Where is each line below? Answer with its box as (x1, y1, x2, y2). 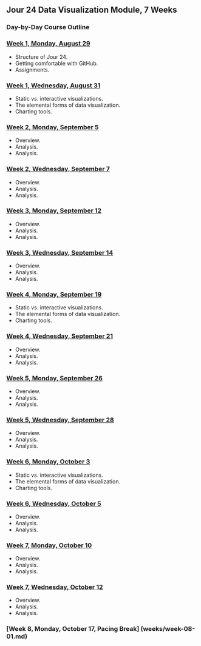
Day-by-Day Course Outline (6, 23, 90, 32)
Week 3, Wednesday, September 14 (6, 248, 114, 257)
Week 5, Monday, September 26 (6, 374, 103, 382)
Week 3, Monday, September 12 (6, 206, 102, 215)
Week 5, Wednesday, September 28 (6, 416, 114, 424)
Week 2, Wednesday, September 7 (6, 165, 111, 173)
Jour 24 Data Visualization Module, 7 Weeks (6, 5, 177, 15)
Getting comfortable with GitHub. (15, 59, 98, 67)
